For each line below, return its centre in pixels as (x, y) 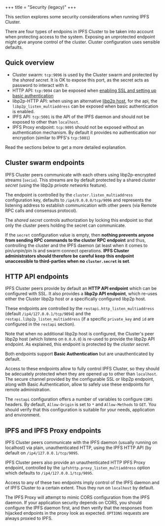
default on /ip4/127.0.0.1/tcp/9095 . (42, 453)
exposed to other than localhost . (46, 122)
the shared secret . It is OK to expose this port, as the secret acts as (81, 80)
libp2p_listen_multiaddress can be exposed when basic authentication (85, 106)
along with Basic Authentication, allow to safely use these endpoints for (78, 384)
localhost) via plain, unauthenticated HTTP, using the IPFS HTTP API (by (78, 448)
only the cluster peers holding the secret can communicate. (66, 225)
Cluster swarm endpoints (45, 163)
